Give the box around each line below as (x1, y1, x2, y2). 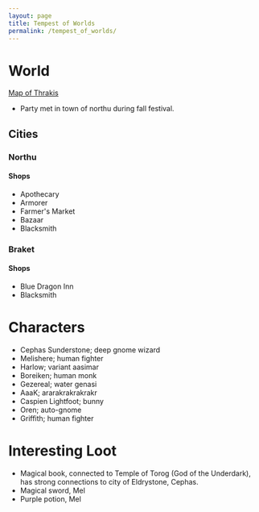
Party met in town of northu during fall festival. (19, 104, 175, 114)
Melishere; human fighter (19, 353, 104, 363)
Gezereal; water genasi (19, 379, 97, 389)
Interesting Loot (8, 442, 117, 460)
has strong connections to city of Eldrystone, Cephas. (19, 477, 199, 486)
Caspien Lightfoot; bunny (19, 396, 105, 406)
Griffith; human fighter (19, 413, 94, 423)
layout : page (8, 11, 52, 20)
